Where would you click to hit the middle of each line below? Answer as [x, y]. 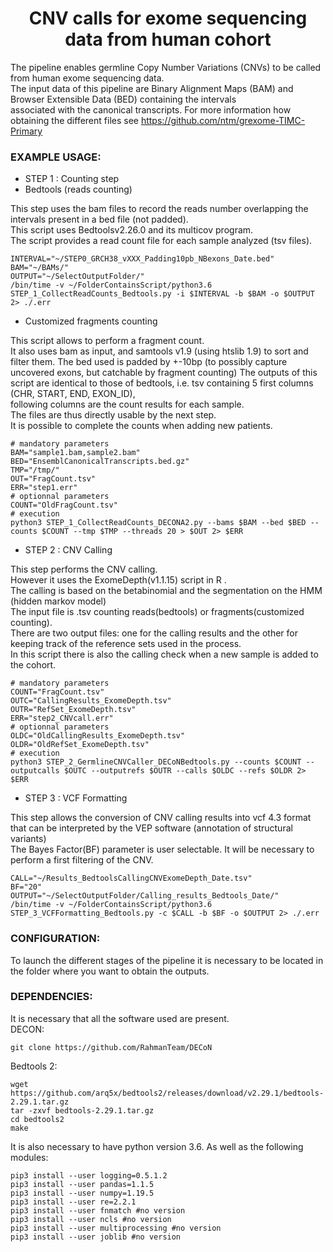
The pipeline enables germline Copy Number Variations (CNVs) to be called [166, 67]
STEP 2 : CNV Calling [68, 550]
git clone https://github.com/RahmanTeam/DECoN [111, 1047]
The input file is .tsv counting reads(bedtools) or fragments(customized [157, 612]
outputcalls [35, 771]
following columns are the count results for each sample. [127, 404]
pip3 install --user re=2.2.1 [73, 1202]
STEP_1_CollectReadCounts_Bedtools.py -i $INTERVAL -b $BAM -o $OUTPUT [162, 294]
